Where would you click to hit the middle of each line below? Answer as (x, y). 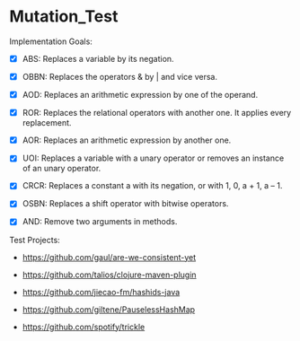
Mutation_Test (64, 17)
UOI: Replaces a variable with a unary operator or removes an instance (153, 158)
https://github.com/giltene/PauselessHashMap (109, 309)
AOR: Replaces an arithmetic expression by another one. (127, 140)
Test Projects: (35, 240)
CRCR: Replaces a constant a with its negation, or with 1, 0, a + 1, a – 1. (152, 186)
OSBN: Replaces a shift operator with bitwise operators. (125, 204)
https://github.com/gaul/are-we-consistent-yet (109, 257)
